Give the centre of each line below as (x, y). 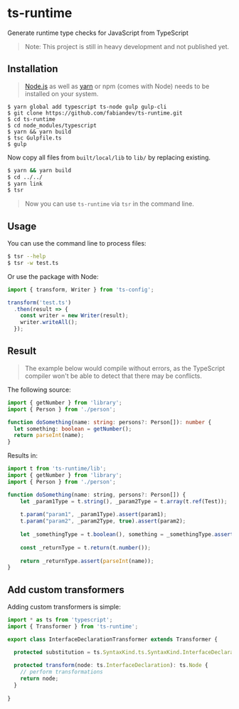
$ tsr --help (27, 257)
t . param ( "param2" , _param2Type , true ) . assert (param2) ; (103, 521)
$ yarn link (25, 184)
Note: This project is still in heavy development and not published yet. (127, 46)
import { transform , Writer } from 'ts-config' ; (81, 290)
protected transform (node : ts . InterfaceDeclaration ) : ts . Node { (111, 666)
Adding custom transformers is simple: (64, 607)
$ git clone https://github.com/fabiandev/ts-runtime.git (95, 113)
